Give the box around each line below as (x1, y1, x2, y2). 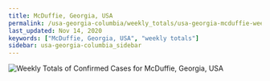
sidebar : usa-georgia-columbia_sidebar (8, 42, 142, 50)
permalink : (8, 19, 45, 27)
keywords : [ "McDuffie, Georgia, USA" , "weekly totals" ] (8, 34, 199, 43)
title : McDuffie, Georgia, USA (8, 11, 113, 20)
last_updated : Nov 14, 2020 (8, 26, 103, 34)
